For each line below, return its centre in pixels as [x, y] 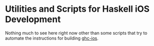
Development [33, 19]
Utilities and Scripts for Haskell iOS [77, 9]
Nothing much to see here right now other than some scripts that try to [76, 33]
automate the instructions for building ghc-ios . [52, 38]
